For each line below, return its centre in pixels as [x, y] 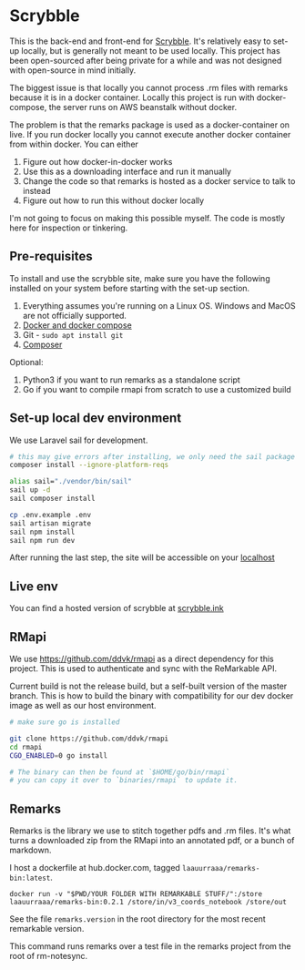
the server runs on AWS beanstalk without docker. [143, 107]
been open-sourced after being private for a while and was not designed [146, 60]
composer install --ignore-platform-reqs [89, 465]
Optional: [26, 362]
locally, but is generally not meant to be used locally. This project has [151, 50]
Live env [34, 586]
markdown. [30, 850]
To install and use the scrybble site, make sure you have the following [140, 278]
